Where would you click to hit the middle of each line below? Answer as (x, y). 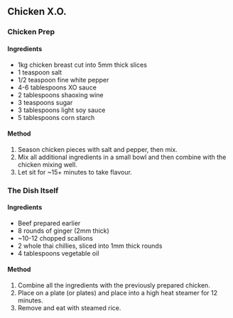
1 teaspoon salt (40, 72)
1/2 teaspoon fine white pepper (63, 79)
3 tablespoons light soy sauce (61, 110)
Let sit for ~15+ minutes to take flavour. (75, 172)
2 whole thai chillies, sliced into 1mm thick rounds (90, 246)
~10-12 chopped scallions (55, 238)
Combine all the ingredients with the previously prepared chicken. (114, 285)
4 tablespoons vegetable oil (58, 253)
